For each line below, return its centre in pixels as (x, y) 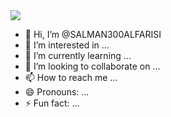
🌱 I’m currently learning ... (78, 55)
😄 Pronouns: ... (57, 92)
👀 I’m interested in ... (67, 45)
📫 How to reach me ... (71, 77)
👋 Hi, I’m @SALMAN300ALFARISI (93, 34)
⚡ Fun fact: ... (52, 103)
